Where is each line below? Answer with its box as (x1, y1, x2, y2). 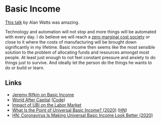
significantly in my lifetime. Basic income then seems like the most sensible (5, 44, 155, 50)
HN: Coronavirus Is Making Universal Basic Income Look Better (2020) (12, 112, 153, 118)
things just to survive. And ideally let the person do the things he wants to (5, 60, 152, 65)
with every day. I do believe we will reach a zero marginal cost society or (5, 34, 150, 40)
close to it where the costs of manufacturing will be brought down (5, 39, 137, 45)
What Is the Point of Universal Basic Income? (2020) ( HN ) (12, 107, 128, 113)
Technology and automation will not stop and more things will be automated (5, 29, 157, 34)
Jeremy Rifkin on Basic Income (12, 92, 74, 97)
